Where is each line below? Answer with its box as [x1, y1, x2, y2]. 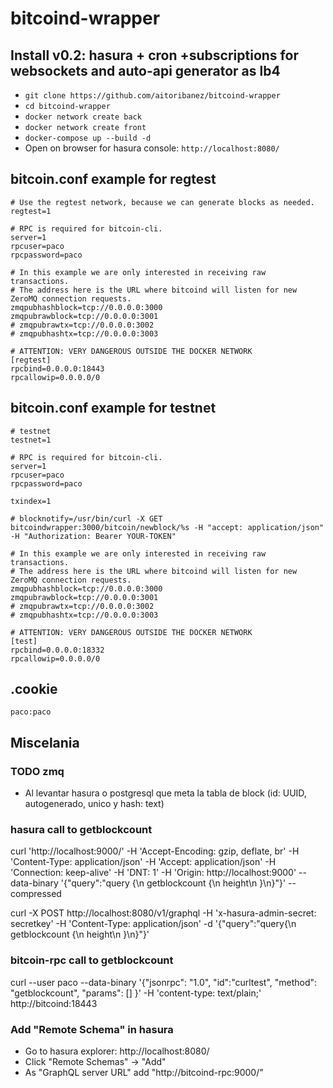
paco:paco [10, 707, 52, 717]
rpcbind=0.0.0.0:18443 [10, 363, 105, 374]
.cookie [10, 681, 58, 698]
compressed [10, 888, 62, 900]
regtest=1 [10, 206, 52, 216]
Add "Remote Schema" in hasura [10, 1022, 174, 1036]
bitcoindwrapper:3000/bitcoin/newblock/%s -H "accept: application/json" [10, 522, 325, 532]
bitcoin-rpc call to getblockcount [10, 953, 174, 967]
